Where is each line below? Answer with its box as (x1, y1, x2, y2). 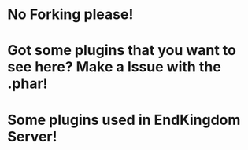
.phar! (7, 75, 48, 93)
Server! (7, 127, 57, 145)
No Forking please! (7, 5, 134, 24)
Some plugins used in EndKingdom (7, 111, 241, 129)
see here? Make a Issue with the (7, 58, 221, 76)
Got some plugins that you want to (7, 42, 237, 60)
